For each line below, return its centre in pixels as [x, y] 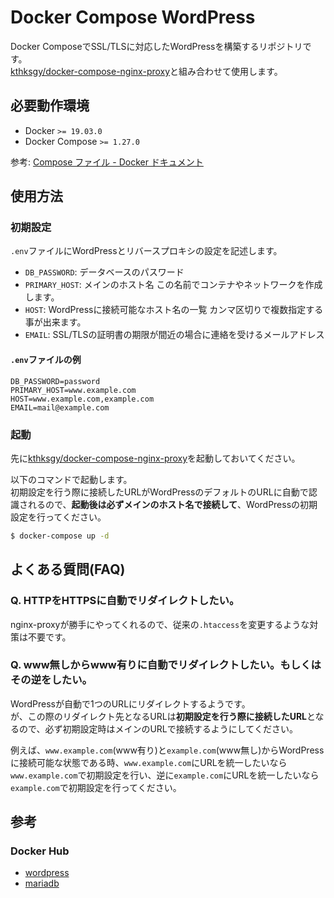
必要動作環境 [50, 106]
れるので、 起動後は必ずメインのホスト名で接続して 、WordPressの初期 [172, 504]
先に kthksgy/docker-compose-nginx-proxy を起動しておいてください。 [155, 458]
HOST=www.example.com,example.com [82, 399]
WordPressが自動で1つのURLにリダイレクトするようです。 [130, 703]
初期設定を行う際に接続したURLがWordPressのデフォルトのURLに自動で [159, 492]
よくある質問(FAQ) [68, 569]
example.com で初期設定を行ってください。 [96, 787]
